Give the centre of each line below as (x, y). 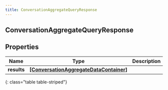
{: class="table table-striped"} (36, 82)
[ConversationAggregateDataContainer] (78, 69)
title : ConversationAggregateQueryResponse (51, 10)
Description (146, 61)
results (16, 69)
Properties (22, 47)
